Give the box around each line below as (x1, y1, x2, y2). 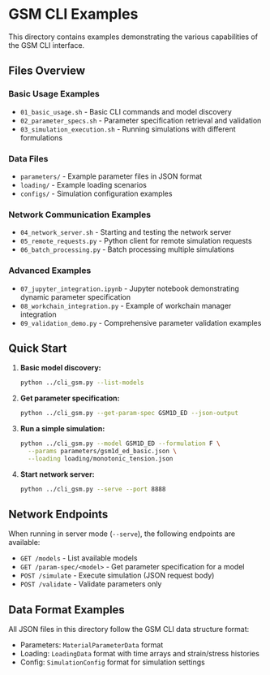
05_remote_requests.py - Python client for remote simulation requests (19, 236, 253, 246)
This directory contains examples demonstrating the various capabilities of (8, 32, 258, 41)
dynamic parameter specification (19, 292, 131, 301)
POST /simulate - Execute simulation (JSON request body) (19, 570, 215, 581)
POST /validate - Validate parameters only (19, 579, 162, 589)
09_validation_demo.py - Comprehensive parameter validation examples (19, 318, 262, 327)
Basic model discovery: (19, 363, 101, 373)
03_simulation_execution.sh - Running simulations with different (19, 123, 237, 134)
